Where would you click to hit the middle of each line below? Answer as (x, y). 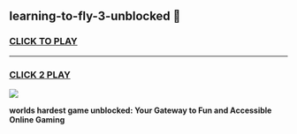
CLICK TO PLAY (43, 41)
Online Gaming (37, 119)
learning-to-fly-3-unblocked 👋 (95, 16)
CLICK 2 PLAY (40, 74)
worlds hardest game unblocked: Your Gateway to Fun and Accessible (141, 110)
